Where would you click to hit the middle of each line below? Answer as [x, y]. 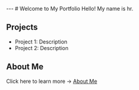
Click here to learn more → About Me [52, 81]
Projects [22, 27]
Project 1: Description [41, 42]
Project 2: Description [41, 48]
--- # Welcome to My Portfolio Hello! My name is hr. [70, 9]
